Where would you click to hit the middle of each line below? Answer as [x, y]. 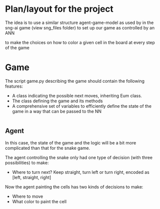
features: [14, 86]
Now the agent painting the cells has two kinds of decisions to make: [74, 186]
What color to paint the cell [39, 201]
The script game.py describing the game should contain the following [75, 81]
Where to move [28, 196]
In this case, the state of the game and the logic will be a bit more [71, 142]
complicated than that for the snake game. [48, 148]
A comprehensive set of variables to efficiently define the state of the [82, 106]
